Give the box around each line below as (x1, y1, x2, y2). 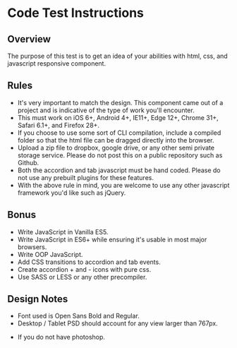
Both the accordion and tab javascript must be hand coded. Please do (17, 166, 221, 174)
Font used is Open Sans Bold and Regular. (17, 312, 140, 320)
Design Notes (7, 293, 68, 305)
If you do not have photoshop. (17, 333, 106, 342)
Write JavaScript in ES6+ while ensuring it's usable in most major (17, 235, 207, 244)
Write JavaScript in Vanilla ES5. (17, 227, 109, 236)
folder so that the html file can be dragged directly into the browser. (17, 136, 214, 144)
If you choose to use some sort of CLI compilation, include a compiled (17, 128, 221, 137)
